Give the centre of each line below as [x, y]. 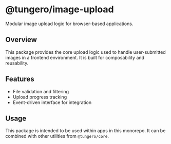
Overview [21, 40]
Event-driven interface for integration [52, 102]
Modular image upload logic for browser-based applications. [69, 24]
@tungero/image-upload [60, 9]
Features [20, 79]
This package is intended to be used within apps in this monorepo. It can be [85, 131]
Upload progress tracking [40, 97]
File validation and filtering [41, 91]
